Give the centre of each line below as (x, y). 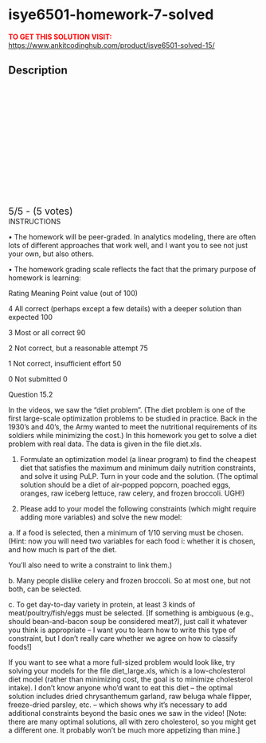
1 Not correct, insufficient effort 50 (65, 363)
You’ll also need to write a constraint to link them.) (90, 565)
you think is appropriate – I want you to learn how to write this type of (122, 630)
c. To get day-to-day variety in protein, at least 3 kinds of (102, 604)
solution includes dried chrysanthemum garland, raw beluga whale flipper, (130, 696)
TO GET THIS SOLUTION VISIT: (61, 37)
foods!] (20, 646)
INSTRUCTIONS (35, 221)
